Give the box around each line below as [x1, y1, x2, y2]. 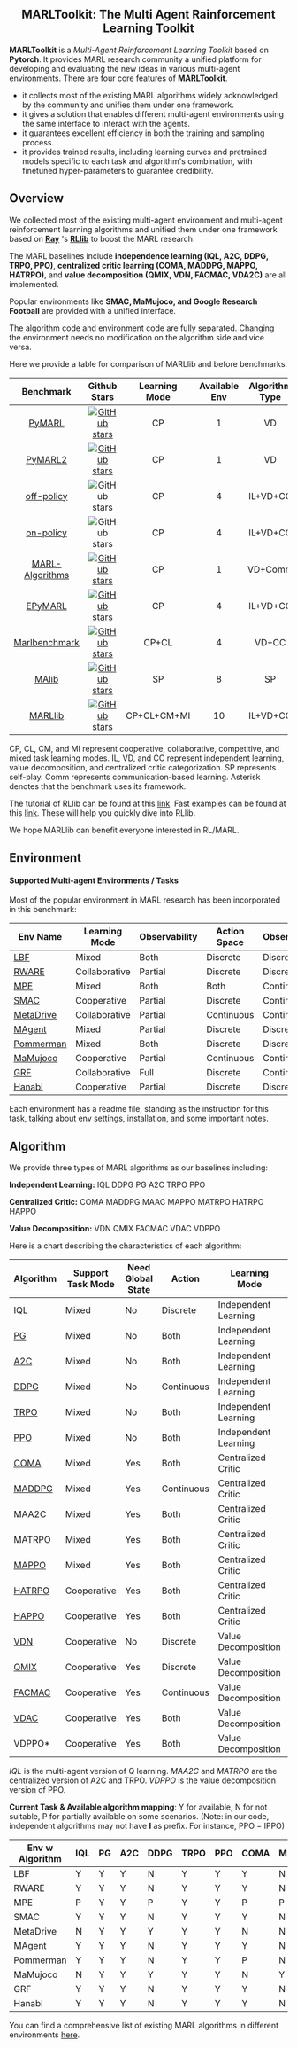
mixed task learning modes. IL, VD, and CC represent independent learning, [9, 753, 285, 763]
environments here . [9, 2029, 80, 2040]
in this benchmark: [9, 904, 77, 915]
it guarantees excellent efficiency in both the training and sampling [21, 128, 265, 138]
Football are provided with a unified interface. [9, 305, 177, 316]
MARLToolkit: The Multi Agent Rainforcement [21, 7, 276, 22]
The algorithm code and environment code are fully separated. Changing [9, 323, 275, 333]
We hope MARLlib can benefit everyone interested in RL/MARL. [9, 825, 240, 835]
